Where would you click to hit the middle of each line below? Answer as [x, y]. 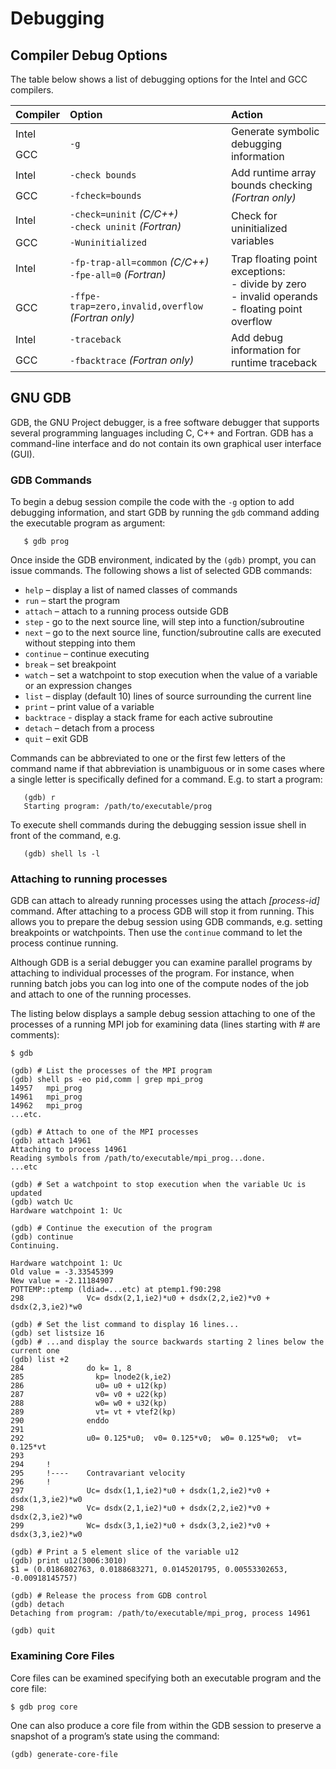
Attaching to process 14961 [69, 1150]
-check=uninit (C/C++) [124, 214]
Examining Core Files [62, 1656]
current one [35, 1351]
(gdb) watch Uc [42, 1202]
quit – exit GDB [56, 739]
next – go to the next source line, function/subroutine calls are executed [173, 633]
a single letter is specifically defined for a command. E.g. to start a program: [166, 779]
